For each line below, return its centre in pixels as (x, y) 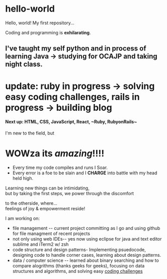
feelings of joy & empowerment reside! (45, 208)
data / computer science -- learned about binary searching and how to (86, 260)
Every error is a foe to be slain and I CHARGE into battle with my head (85, 173)
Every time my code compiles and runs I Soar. (60, 167)
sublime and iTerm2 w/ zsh (40, 244)
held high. (23, 178)
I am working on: (23, 218)
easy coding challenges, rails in (72, 97)
